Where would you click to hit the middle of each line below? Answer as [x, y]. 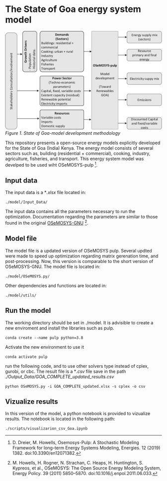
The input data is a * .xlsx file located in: [45, 193]
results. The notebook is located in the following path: [60, 419]
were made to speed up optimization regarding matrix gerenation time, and [82, 256]
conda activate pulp [27, 357]
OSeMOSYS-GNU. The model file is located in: [53, 266]
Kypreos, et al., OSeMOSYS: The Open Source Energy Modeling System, [87, 468]
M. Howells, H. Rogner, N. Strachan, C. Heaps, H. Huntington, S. [78, 463]
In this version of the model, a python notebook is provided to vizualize [78, 414]
